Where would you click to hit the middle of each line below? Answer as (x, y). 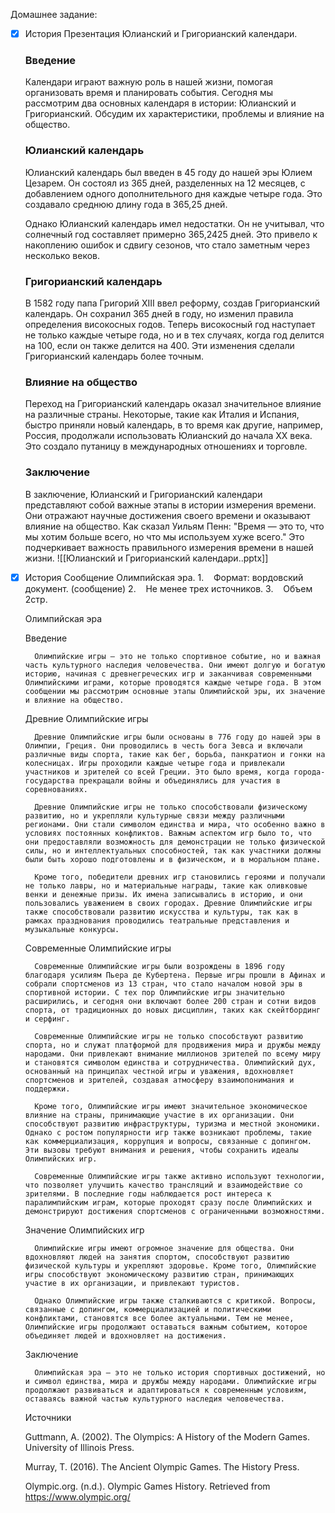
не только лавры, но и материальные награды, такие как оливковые (166, 885)
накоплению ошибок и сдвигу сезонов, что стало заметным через (167, 245)
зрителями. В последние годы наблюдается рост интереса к (148, 1194)
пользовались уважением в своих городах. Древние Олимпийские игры (168, 903)
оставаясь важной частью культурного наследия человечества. (155, 1399)
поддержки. (47, 1089)
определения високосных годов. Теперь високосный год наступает (170, 324)
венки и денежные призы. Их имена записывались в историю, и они (163, 894)
